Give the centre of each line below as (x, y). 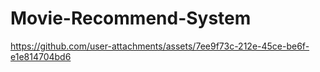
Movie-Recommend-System (131, 18)
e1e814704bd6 (41, 56)
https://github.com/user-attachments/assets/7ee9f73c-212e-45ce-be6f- (160, 46)
